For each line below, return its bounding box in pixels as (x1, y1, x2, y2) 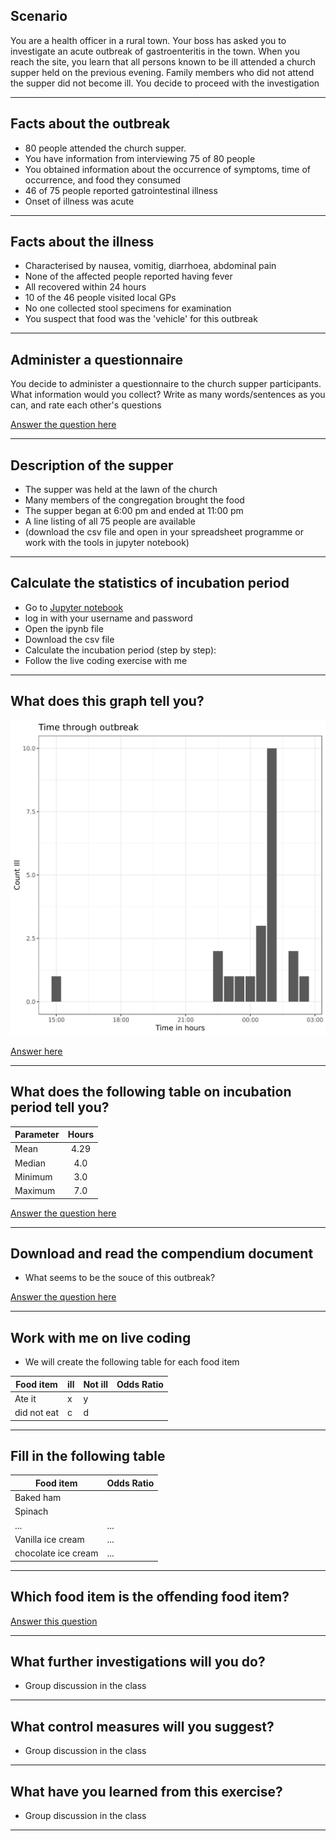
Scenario (10, 8, 68, 25)
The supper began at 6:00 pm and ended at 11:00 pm (24, 505, 244, 517)
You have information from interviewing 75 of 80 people (24, 152, 256, 164)
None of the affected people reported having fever (24, 270, 233, 283)
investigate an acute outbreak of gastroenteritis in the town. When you (10, 45, 301, 57)
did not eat (14, 1407, 60, 1419)
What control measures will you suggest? (10, 1718, 275, 1735)
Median (14, 1157, 46, 1169)
